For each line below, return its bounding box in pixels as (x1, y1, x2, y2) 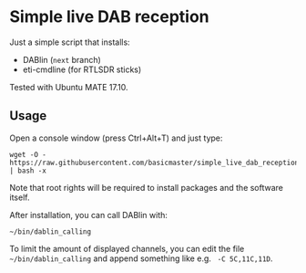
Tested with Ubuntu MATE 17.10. (9, 81, 128, 92)
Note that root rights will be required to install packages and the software (9, 182, 284, 193)
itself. (9, 192, 30, 203)
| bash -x (9, 166, 47, 175)
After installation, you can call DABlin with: (9, 209, 168, 220)
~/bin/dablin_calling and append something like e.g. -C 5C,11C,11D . (9, 253, 273, 264)
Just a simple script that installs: (9, 37, 130, 47)
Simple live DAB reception (9, 6, 209, 27)
